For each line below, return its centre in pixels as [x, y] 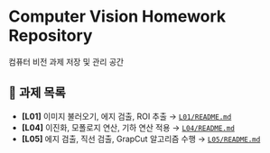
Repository [51, 36]
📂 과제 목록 [37, 93]
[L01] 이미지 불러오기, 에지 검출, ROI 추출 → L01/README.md [126, 116]
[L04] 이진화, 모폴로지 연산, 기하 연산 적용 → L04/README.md [128, 127]
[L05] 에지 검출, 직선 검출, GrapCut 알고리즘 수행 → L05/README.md [141, 139]
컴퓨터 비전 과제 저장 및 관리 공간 [66, 61]
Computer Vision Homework [117, 17]
